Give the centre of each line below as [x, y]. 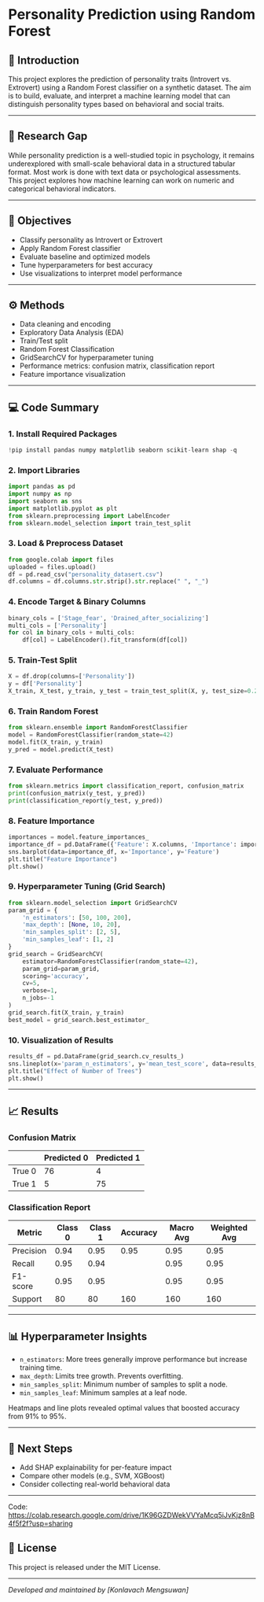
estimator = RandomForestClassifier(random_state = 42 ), [110, 962]
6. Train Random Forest [53, 711]
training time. [41, 1368]
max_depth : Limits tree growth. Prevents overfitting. [101, 1376]
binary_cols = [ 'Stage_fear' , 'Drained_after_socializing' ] [109, 618]
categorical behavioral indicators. [62, 188]
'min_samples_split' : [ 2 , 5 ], [72, 932]
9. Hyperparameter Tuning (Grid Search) [87, 887]
